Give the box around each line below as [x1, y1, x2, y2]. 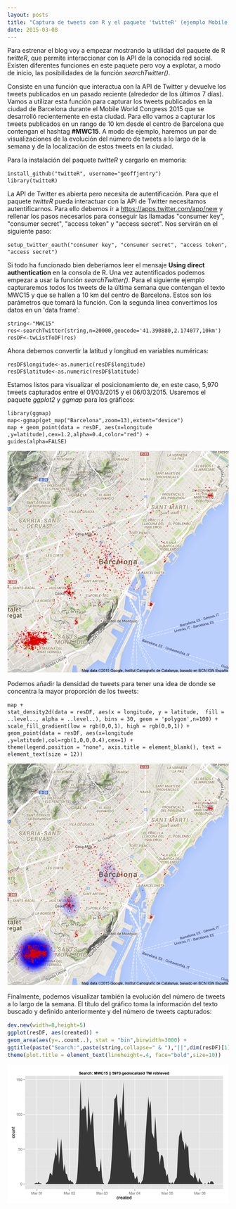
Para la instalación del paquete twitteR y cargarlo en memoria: [7, 156, 188, 165]
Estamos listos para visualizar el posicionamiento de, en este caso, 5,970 [7, 381, 219, 389]
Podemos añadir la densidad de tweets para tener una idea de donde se [7, 680, 216, 688]
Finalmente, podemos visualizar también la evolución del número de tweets [7, 992, 225, 1001]
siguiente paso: [7, 227, 52, 236]
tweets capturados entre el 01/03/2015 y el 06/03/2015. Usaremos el [7, 388, 206, 397]
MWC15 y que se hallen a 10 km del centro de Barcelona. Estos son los [7, 291, 212, 299]
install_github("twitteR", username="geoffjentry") [7, 170, 162, 177]
